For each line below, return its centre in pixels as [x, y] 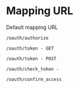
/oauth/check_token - [33, 69]
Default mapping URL [32, 27]
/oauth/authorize [27, 38]
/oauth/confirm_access [34, 79]
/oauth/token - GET [30, 48]
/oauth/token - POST [32, 58]
